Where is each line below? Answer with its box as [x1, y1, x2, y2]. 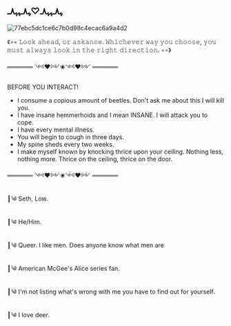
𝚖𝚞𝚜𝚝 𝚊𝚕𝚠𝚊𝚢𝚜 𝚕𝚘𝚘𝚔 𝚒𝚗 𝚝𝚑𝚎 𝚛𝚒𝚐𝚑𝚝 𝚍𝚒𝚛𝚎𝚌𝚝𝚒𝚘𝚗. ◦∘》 [7, 45, 172, 54]
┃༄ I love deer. [7, 310, 50, 319]
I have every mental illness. [17, 125, 95, 134]
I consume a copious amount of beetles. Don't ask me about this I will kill [17, 96, 224, 104]
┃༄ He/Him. [7, 217, 42, 226]
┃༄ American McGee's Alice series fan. [7, 264, 121, 272]
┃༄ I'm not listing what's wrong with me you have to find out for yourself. [7, 287, 215, 296]
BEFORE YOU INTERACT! [7, 83, 79, 91]
